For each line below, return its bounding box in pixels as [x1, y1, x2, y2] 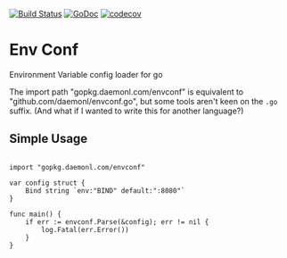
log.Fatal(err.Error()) [41, 225, 129, 234]
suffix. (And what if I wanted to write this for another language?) [9, 105, 244, 116]
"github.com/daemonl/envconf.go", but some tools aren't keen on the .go [9, 96, 278, 106]
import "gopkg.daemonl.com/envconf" [9, 162, 145, 171]
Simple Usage [9, 131, 88, 146]
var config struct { [9, 179, 86, 187]
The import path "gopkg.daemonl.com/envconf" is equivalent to [9, 86, 244, 97]
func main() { [9, 210, 62, 219]
